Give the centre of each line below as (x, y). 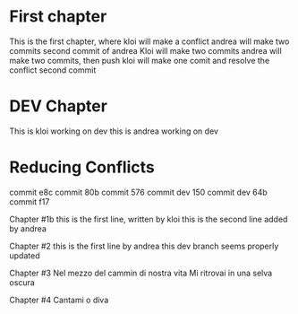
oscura (22, 282)
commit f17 (30, 201)
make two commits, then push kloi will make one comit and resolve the (140, 60)
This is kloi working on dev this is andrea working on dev (114, 131)
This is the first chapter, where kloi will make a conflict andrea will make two (149, 41)
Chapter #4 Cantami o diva (59, 300)
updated (25, 255)
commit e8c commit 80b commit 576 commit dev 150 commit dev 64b (139, 192)
